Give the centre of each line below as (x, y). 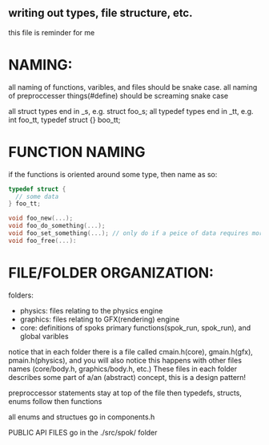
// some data (37, 196)
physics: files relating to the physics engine (91, 310)
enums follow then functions (55, 401)
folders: (21, 295)
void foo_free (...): (43, 241)
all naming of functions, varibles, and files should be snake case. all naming (133, 87)
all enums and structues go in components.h (82, 417)
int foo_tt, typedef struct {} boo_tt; (64, 119)
